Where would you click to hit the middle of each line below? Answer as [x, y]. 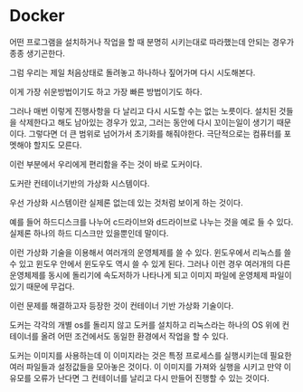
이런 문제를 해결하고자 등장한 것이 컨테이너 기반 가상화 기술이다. [122, 305]
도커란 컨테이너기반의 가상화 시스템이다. [80, 183]
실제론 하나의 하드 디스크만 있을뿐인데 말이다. [89, 233]
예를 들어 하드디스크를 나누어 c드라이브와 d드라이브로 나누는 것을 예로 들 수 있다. [151, 222]
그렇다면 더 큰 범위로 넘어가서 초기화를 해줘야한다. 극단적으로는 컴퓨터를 [155, 133]
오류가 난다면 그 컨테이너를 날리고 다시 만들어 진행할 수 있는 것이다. [151, 378]
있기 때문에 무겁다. [42, 286]
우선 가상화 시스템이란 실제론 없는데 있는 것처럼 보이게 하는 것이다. [126, 202]
